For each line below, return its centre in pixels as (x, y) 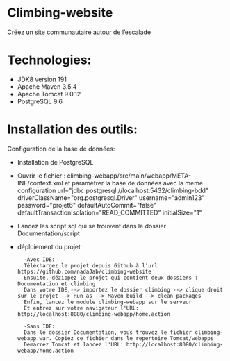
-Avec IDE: (40, 259)
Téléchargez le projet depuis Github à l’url (91, 265)
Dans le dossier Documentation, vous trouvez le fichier (108, 332)
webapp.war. (34, 338)
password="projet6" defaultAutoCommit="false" (87, 205)
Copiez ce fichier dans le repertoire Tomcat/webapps (134, 338)
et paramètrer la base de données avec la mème (134, 183)
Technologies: (49, 60)
